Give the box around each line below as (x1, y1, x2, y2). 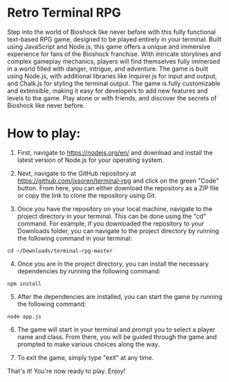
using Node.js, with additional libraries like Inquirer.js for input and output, (7, 71, 217, 80)
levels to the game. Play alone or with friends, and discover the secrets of (7, 93, 217, 102)
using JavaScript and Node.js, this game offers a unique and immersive (7, 42, 211, 51)
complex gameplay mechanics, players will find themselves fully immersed (7, 57, 220, 65)
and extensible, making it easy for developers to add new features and (7, 87, 208, 95)
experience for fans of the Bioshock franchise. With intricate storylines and (7, 50, 221, 58)
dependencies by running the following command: (17, 266, 161, 275)
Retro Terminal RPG (7, 5, 121, 21)
